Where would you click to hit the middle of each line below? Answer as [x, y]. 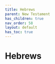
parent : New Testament [27, 14]
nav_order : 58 [19, 23]
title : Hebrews [20, 9]
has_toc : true [19, 32]
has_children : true [24, 18]
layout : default [21, 28]
